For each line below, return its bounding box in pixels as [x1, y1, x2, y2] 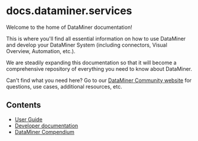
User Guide [14, 116, 43, 123]
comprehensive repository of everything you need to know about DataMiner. [6, 65, 193, 72]
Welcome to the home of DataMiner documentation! [6, 24, 132, 31]
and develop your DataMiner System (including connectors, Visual [6, 41, 167, 48]
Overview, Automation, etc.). [6, 47, 76, 54]
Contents [6, 100, 41, 110]
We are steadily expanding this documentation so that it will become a [6, 59, 177, 66]
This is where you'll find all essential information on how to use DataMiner [6, 35, 186, 42]
